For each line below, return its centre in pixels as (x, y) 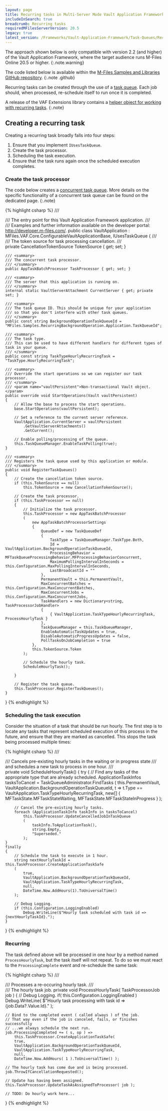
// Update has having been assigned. (44, 1081)
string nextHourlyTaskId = (42, 860)
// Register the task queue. (44, 684)
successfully (19, 1024)
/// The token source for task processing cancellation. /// (63, 241)
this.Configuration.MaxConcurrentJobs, (47, 597)
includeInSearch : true (29, 19)
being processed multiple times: (38, 742)
